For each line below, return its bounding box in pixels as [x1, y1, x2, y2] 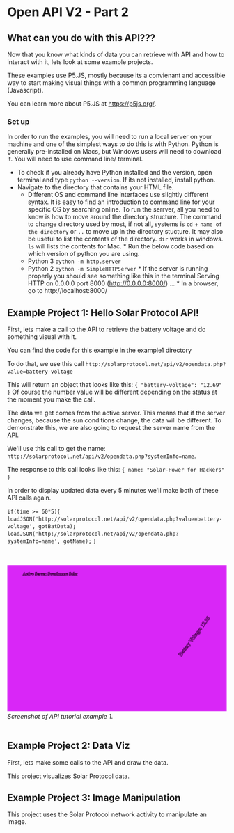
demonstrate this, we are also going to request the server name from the [7, 424, 216, 432]
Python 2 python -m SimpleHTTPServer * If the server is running [27, 264, 208, 273]
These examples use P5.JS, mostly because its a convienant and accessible [7, 71, 226, 79]
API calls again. [7, 493, 52, 502]
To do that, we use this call [7, 360, 84, 368]
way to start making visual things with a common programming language [7, 79, 216, 87]
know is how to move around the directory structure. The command [27, 213, 221, 221]
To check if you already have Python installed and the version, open [17, 168, 212, 177]
